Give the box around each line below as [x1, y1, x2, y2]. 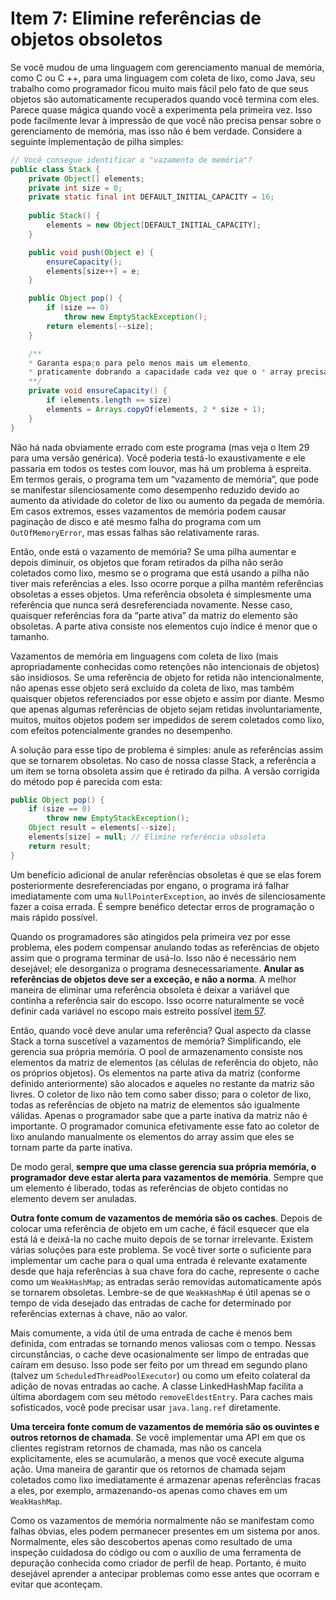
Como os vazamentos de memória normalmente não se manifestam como [10, 1514, 315, 1526]
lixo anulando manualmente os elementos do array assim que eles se [10, 1130, 295, 1142]
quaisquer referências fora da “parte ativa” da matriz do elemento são [10, 609, 298, 621]
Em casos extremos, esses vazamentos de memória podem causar [10, 505, 287, 517]
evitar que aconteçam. [10, 1578, 103, 1590]
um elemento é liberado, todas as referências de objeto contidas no [10, 1182, 289, 1194]
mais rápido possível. [10, 911, 98, 923]
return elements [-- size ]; [46, 321, 155, 331]
